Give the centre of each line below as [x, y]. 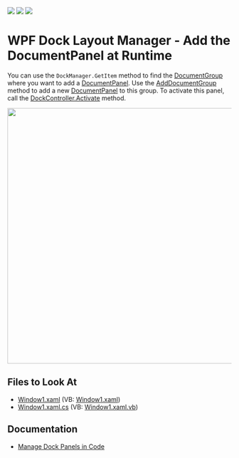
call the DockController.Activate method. [67, 98]
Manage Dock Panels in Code [61, 446]
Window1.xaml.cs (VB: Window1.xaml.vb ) [78, 407]
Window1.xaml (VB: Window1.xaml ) [69, 399]
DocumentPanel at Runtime [90, 56]
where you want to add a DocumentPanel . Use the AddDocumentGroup [112, 82]
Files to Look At [42, 382]
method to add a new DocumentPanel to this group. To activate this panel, [116, 90]
